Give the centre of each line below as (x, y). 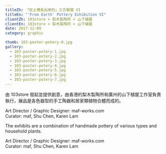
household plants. (24, 131)
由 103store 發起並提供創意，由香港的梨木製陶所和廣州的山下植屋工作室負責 (83, 94)
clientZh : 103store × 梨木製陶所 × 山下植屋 (49, 19)
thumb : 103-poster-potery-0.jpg (39, 42)
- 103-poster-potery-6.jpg (38, 75)
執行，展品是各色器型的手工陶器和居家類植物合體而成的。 (64, 100)
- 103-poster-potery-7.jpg (38, 80)
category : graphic (24, 33)
